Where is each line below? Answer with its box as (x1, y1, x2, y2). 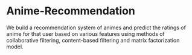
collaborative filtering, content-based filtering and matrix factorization (6, 36, 180, 44)
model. (6, 43, 24, 50)
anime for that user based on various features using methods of (6, 30, 165, 37)
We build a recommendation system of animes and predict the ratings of (6, 24, 186, 31)
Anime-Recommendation (6, 4, 136, 18)
